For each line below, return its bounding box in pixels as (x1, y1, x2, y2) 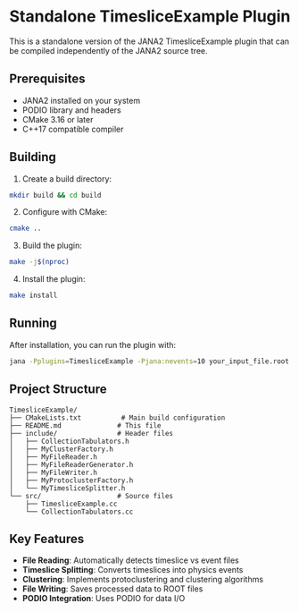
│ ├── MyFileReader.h (9, 452, 98, 462)
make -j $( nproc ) (9, 258, 70, 267)
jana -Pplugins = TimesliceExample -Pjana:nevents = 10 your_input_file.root (9, 356, 290, 366)
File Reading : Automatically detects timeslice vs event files (21, 555, 239, 565)
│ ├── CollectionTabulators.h (9, 437, 129, 446)
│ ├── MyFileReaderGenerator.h (9, 460, 134, 469)
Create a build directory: (21, 173, 112, 184)
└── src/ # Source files (9, 491, 174, 500)
